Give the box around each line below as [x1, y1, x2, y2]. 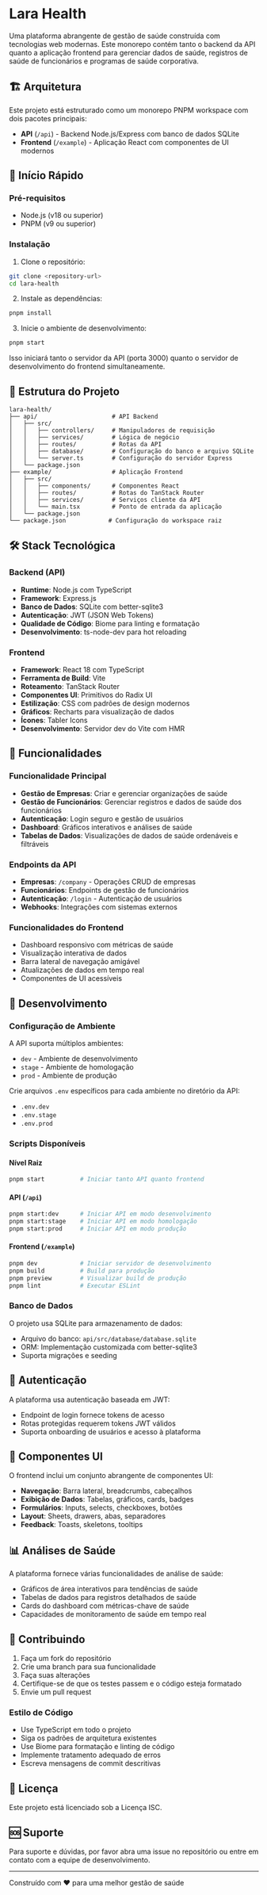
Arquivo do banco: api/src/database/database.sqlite [20, 1334, 196, 1343]
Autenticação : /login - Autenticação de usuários [20, 894, 182, 904]
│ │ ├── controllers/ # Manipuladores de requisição [9, 427, 216, 435]
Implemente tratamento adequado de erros [20, 1750, 162, 1760]
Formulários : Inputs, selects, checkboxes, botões [20, 1503, 183, 1513]
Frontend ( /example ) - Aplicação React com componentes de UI [20, 137, 229, 147]
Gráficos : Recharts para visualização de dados [20, 707, 175, 717]
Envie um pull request [20, 1687, 92, 1697]
